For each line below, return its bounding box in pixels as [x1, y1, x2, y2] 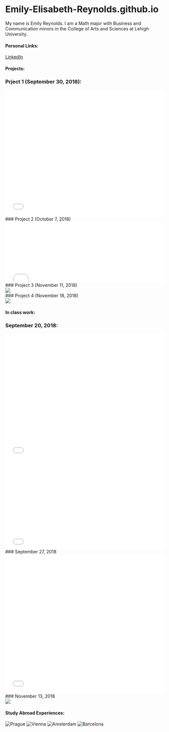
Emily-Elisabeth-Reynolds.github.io [5, 4, 159, 15]
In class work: [5, 309, 35, 315]
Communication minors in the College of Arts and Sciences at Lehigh [5, 25, 149, 31]
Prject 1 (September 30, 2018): [5, 78, 82, 85]
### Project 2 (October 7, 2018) [5, 216, 71, 222]
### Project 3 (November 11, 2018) [5, 282, 77, 288]
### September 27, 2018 [5, 548, 57, 554]
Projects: [5, 65, 25, 71]
